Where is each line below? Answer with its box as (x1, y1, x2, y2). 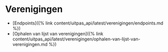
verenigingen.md (12, 41, 48, 47)
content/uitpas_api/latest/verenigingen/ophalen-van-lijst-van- (12, 36, 140, 42)
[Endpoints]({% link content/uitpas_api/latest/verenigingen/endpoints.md (12, 20, 163, 26)
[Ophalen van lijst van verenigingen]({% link (12, 30, 104, 36)
